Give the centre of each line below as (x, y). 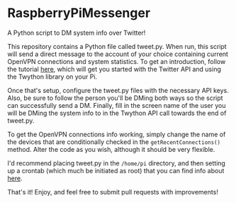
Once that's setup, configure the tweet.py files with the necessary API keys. (118, 90)
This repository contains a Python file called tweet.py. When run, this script (117, 46)
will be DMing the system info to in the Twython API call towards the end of (117, 113)
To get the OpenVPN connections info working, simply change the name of (117, 134)
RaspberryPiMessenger (79, 13)
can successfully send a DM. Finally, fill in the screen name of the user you (117, 105)
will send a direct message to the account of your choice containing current (118, 54)
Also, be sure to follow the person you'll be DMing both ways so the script (115, 98)
